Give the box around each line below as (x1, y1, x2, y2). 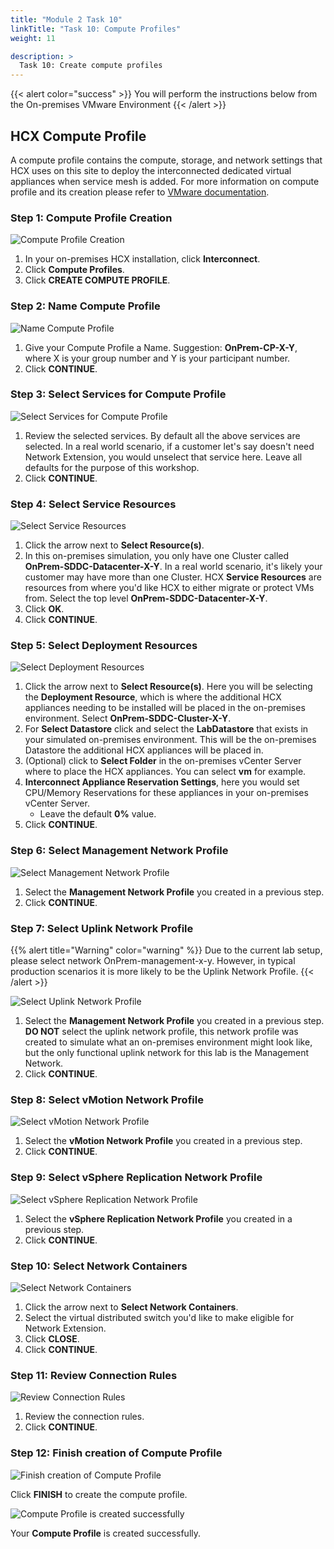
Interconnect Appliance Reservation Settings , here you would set (24, 776, 300, 788)
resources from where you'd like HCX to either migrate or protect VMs (24, 582, 315, 594)
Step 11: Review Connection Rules (10, 1368, 178, 1382)
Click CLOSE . (24, 1332, 80, 1345)
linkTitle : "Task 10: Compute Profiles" (10, 24, 182, 34)
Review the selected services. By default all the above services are (24, 429, 301, 441)
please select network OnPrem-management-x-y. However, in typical (10, 955, 296, 967)
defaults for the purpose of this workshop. (24, 461, 200, 473)
